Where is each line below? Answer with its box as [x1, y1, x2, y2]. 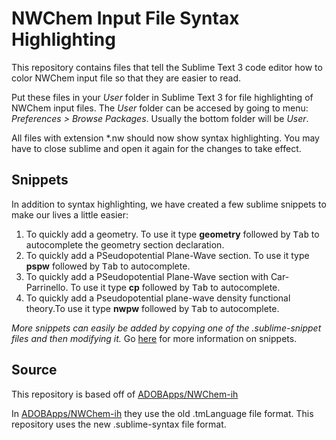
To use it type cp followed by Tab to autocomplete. [70, 281, 281, 293]
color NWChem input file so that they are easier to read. [11, 72, 242, 84]
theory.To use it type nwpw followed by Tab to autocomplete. [25, 302, 280, 314]
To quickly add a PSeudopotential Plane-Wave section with [25, 270, 269, 282]
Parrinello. [25, 281, 69, 293]
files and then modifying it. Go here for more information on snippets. [11, 332, 298, 344]
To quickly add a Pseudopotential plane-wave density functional [25, 292, 291, 304]
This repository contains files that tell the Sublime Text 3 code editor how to [11, 61, 323, 73]
